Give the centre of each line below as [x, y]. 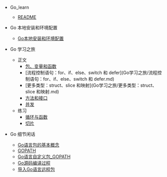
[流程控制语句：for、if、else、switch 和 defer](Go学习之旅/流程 [91, 73]
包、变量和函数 [41, 66]
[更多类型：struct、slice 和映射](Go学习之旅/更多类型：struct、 [91, 85]
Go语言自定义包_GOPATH [44, 156]
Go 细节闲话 [23, 134]
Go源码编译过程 [34, 163]
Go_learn [19, 7]
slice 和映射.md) [42, 92]
